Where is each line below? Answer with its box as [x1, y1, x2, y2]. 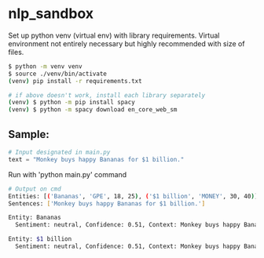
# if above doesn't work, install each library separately [8, 91, 206, 99]
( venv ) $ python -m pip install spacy [8, 99, 135, 107]
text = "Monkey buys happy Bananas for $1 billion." [8, 155, 185, 163]
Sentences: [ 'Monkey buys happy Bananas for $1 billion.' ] [8, 199, 206, 208]
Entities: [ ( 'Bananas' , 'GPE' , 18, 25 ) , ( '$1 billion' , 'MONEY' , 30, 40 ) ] [8, 192, 258, 200]
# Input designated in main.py [8, 148, 111, 156]
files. [8, 47, 24, 56]
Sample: [8, 127, 49, 141]
